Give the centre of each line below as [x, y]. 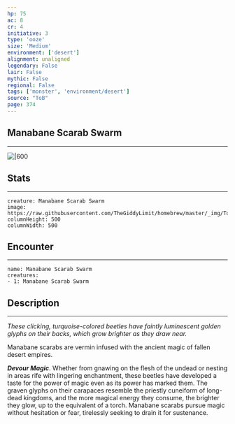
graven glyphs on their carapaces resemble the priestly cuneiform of [106, 390]
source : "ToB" [28, 98]
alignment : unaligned [39, 59]
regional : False [31, 85]
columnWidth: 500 [33, 225]
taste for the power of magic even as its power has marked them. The [107, 383]
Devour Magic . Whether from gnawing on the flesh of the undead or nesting [117, 368]
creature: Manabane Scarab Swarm [56, 201]
